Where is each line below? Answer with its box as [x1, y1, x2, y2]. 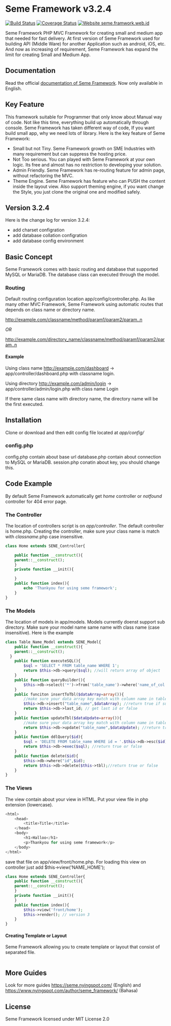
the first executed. [5, 401, 44, 407]
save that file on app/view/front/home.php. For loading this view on [5, 858, 147, 865]
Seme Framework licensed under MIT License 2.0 [5, 1016, 109, 1022]
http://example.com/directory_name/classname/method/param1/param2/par [5, 337, 165, 343]
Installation [5, 416, 42, 424]
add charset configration [12, 227, 65, 233]
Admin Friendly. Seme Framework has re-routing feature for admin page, [12, 167, 165, 173]
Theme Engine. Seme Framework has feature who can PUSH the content [12, 178, 165, 184]
